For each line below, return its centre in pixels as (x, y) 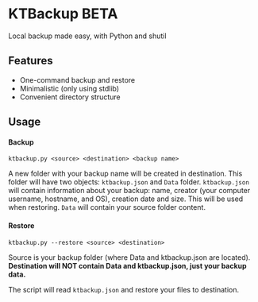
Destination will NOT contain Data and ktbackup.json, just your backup (128, 265)
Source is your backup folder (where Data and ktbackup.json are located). (129, 257)
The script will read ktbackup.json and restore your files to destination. (124, 289)
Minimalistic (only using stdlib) (69, 88)
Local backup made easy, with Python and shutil (87, 36)
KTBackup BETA (63, 14)
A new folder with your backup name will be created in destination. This (125, 174)
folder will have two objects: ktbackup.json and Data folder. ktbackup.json (129, 182)
